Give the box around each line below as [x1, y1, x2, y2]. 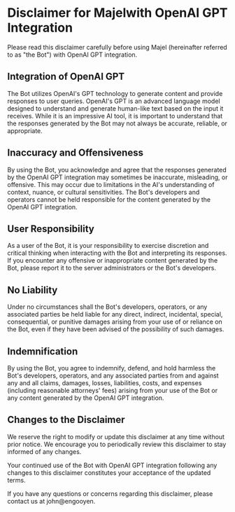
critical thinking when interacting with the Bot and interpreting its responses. [7, 249, 227, 257]
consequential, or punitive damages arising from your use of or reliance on [7, 317, 222, 326]
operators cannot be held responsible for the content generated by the [7, 195, 211, 204]
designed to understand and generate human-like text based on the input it [7, 104, 224, 113]
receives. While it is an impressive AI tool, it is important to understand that [7, 111, 223, 120]
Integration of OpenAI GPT [7, 71, 125, 83]
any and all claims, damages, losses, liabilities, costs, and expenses [7, 379, 202, 387]
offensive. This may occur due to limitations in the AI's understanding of [7, 180, 215, 188]
